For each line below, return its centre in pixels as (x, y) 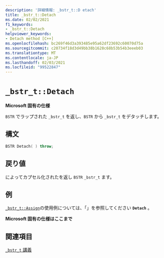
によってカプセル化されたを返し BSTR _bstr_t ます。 (60, 177)
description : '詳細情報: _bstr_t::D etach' (51, 10)
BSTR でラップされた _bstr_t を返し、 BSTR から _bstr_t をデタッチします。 (84, 116)
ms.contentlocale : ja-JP (32, 58)
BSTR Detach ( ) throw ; (29, 146)
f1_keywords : (19, 24)
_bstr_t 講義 (19, 250)
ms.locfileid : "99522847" (33, 67)
